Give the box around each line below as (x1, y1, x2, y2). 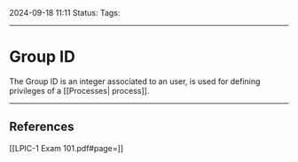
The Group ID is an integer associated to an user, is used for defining (9, 75, 261, 87)
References (9, 120, 74, 135)
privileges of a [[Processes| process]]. (9, 85, 150, 96)
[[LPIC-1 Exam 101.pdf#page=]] (9, 143, 124, 153)
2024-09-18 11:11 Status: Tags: (9, 8, 121, 18)
